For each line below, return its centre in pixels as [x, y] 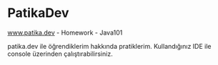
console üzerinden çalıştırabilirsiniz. [60, 54]
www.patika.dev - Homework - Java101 [65, 32]
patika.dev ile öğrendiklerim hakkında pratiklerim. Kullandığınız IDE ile [109, 46]
